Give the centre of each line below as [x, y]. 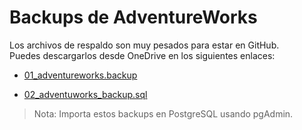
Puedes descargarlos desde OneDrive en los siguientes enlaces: [142, 55]
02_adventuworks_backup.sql [85, 94]
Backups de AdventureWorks [133, 17]
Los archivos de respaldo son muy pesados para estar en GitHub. [144, 45]
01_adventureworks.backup [80, 75]
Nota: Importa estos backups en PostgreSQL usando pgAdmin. [163, 113]
